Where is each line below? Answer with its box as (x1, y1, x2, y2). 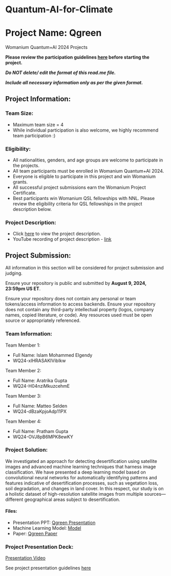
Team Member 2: (5, 367, 41, 373)
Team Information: (5, 330, 53, 337)
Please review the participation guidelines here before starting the (5, 54, 149, 60)
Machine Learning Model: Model (12, 525, 81, 531)
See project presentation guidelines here (5, 565, 91, 571)
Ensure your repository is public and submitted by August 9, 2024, (5, 280, 147, 286)
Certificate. (12, 190, 37, 196)
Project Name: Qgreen (5, 27, 102, 39)
